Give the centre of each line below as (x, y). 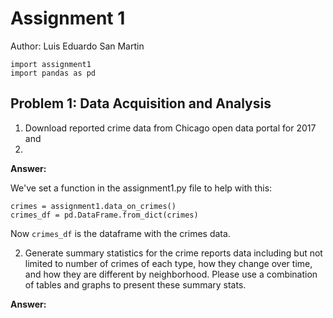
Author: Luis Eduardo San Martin (77, 46)
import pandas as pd (53, 73)
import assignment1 (51, 64)
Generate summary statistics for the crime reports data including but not (173, 253)
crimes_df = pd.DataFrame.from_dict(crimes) (104, 215)
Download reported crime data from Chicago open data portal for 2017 (170, 128)
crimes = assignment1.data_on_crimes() (93, 206)
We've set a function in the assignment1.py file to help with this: (141, 188)
